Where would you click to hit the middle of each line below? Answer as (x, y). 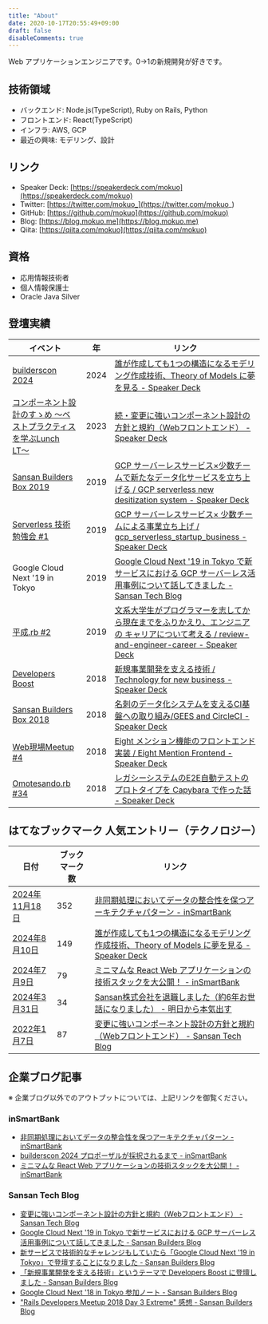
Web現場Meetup (43, 747)
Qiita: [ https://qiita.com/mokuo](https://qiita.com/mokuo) (113, 229)
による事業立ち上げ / (161, 526)
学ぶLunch (40, 438)
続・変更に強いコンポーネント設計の (183, 415)
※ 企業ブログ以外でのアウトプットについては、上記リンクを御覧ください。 (130, 1098)
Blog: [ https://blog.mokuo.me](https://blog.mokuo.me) (109, 221)
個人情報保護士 (44, 287)
